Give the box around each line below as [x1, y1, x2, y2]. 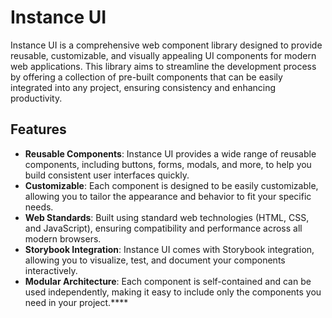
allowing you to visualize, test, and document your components [24, 254, 286, 266]
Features [10, 121, 67, 138]
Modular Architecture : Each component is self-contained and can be [24, 275, 312, 287]
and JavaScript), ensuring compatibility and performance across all [24, 222, 303, 234]
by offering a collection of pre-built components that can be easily [10, 71, 283, 83]
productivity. [10, 92, 63, 104]
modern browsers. [24, 232, 102, 245]
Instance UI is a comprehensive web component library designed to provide [10, 39, 323, 51]
